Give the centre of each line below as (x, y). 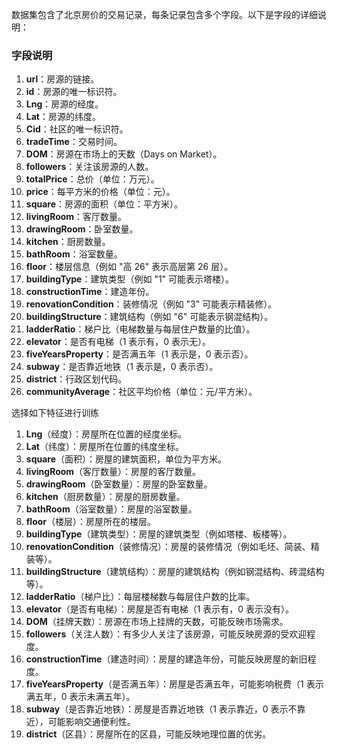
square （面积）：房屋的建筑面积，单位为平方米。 (126, 459)
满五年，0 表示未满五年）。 (80, 697)
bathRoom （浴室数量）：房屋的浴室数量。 (111, 509)
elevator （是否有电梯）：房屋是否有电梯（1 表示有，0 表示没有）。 (160, 609)
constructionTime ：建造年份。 (90, 292)
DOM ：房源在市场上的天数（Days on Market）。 (124, 154)
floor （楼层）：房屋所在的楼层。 (91, 522)
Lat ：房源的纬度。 (63, 117)
